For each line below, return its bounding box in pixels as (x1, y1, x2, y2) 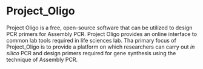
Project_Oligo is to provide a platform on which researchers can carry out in (6, 43, 195, 50)
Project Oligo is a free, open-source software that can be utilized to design (6, 24, 193, 31)
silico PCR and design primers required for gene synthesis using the (6, 49, 176, 56)
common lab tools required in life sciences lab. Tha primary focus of (6, 37, 177, 44)
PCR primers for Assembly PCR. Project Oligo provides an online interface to (6, 30, 198, 37)
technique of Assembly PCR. (6, 56, 78, 63)
